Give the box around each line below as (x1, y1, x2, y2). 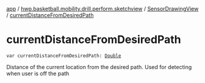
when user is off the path (6, 70, 70, 77)
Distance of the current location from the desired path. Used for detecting (6, 63, 192, 70)
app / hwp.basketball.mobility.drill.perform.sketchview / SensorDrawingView (6, 5, 199, 12)
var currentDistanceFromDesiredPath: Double (6, 53, 121, 59)
